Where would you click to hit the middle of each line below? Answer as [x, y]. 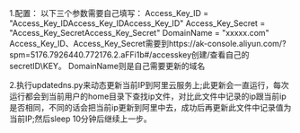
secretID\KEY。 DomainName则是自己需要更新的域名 [107, 66]
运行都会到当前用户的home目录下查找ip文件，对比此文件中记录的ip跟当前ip [148, 96]
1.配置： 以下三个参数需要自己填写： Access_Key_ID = [109, 13]
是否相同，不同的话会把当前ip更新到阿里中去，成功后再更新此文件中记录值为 [150, 107]
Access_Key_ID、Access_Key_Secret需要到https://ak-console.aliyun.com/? [148, 44]
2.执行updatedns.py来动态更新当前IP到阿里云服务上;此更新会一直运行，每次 [149, 85]
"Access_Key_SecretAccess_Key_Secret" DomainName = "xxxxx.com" [139, 33]
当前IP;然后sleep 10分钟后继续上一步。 [81, 119]
